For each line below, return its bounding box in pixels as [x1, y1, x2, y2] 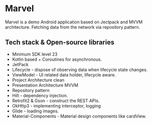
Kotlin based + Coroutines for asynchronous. [12, 56, 102, 62]
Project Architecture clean [12, 77, 65, 83]
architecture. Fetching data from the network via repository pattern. [5, 24, 140, 30]
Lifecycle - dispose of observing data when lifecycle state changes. [12, 67, 148, 72]
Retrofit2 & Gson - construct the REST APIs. [12, 98, 100, 104]
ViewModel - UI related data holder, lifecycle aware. [12, 71, 116, 78]
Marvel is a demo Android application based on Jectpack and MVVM [5, 19, 143, 25]
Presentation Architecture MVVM [12, 82, 79, 88]
